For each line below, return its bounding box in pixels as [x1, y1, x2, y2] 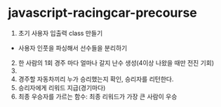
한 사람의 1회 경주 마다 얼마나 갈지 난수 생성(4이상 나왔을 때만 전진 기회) [18, 58, 215, 67]
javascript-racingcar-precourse [8, 5, 197, 21]
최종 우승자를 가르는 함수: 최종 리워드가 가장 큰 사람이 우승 [18, 92, 178, 101]
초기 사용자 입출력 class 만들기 [18, 29, 103, 37]
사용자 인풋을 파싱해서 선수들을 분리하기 [18, 43, 128, 52]
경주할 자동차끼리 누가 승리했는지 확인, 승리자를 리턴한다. [18, 75, 174, 83]
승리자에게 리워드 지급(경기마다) [18, 83, 106, 92]
